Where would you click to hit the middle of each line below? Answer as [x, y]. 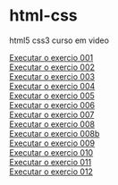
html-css [43, 16]
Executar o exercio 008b [55, 133]
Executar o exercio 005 [52, 96]
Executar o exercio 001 [51, 57]
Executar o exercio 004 [52, 86]
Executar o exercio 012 [51, 172]
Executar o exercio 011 [51, 162]
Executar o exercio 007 [52, 114]
